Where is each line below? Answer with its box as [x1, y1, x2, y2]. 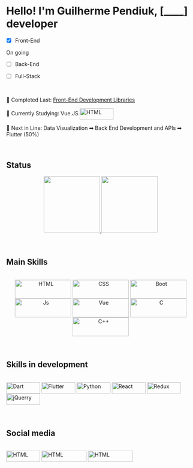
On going [6, 49, 29, 56]
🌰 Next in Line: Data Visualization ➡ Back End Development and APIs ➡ [6, 124, 182, 132]
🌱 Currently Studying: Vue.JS [6, 109, 79, 117]
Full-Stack [14, 73, 41, 80]
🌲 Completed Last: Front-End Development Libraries [6, 96, 135, 103]
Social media [6, 428, 56, 438]
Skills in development [6, 359, 88, 370]
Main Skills [6, 257, 48, 267]
